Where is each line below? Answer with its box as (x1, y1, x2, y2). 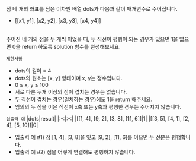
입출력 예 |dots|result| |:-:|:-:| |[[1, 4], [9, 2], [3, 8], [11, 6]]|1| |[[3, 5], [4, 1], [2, (6, 115, 190, 122)
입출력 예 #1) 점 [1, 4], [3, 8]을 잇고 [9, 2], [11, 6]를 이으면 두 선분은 (14, 134, 171, 141)
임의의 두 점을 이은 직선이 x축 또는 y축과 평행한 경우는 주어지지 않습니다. (14, 103, 182, 110)
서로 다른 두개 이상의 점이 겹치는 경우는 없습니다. (14, 89, 127, 95)
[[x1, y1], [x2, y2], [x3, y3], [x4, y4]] (14, 17, 101, 24)
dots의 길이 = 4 (14, 67, 52, 74)
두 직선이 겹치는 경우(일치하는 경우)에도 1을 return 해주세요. (14, 96, 153, 103)
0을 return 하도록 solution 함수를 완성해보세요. (12, 43, 121, 50)
